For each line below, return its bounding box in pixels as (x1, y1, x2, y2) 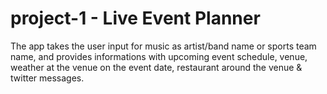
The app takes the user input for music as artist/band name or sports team (10, 40, 317, 52)
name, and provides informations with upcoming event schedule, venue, (10, 50, 308, 62)
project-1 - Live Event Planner (10, 7, 261, 30)
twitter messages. (10, 72, 85, 84)
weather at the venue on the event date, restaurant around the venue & (10, 61, 303, 73)
